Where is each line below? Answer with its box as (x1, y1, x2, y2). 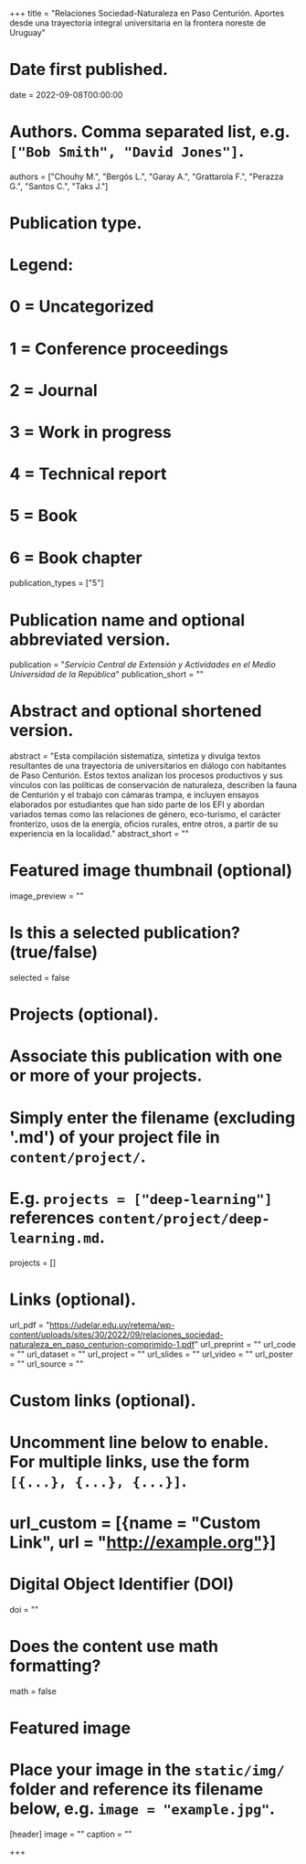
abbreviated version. (9, 629, 171, 650)
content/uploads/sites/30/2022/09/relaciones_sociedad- (9, 1329, 224, 1340)
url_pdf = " (9, 1319, 50, 1330)
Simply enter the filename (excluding (9, 1107, 296, 1128)
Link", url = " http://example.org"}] (9, 1532, 277, 1553)
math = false (9, 1686, 57, 1697)
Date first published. (9, 59, 169, 80)
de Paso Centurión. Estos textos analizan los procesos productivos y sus (9, 770, 283, 781)
